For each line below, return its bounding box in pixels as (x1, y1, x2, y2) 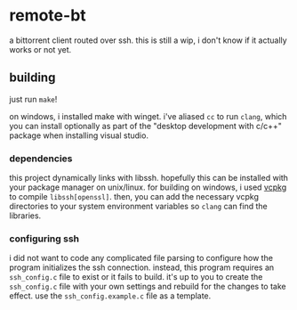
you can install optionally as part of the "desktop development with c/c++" (9, 120, 283, 131)
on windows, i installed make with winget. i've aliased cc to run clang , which (9, 110, 287, 121)
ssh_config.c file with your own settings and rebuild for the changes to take (9, 281, 286, 292)
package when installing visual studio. (9, 130, 149, 141)
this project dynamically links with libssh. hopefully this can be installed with (9, 173, 289, 184)
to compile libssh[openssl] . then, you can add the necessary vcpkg (9, 192, 260, 202)
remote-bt (9, 5, 86, 26)
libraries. (9, 210, 42, 221)
